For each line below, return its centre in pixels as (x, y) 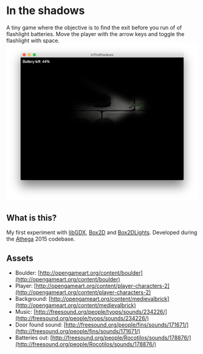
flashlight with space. (33, 40)
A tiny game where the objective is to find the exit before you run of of (94, 27)
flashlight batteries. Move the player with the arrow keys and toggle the (95, 34)
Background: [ (33, 299)
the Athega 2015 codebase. (41, 239)
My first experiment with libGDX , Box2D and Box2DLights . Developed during (102, 233)
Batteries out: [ (34, 338)
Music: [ (25, 312)
